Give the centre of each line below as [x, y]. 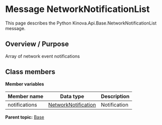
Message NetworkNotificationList [77, 9]
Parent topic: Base [25, 117]
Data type [72, 96]
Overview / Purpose [37, 44]
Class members [30, 72]
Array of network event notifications [43, 56]
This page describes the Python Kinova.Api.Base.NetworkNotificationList [81, 23]
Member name [26, 96]
